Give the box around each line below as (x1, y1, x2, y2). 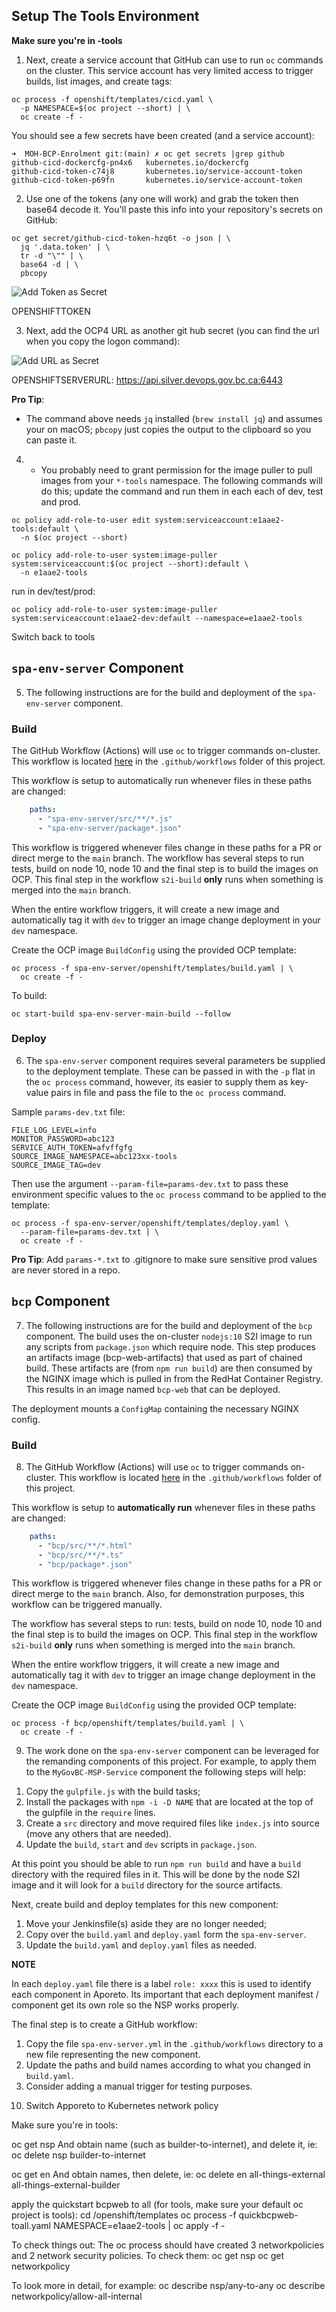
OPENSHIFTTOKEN (11, 305, 91, 317)
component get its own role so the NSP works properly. (11, 1999, 240, 2011)
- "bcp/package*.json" (37, 1559, 133, 1569)
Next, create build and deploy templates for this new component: (11, 1899, 279, 1911)
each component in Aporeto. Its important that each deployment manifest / (11, 1989, 319, 2001)
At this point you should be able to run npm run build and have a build (11, 1858, 302, 1870)
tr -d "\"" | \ (20, 250, 84, 261)
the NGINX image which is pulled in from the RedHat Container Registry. (25, 1372, 323, 1384)
